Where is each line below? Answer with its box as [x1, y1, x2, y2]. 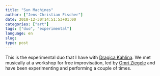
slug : [5, 36, 17, 41]
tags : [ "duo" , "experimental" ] [5, 26, 72, 31]
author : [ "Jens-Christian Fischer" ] [5, 12, 83, 17]
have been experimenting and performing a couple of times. [5, 65, 131, 71]
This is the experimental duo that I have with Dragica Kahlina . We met [5, 54, 151, 60]
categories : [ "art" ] [5, 21, 49, 27]
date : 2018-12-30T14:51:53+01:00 [5, 17, 76, 22]
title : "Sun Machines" [5, 7, 54, 13]
